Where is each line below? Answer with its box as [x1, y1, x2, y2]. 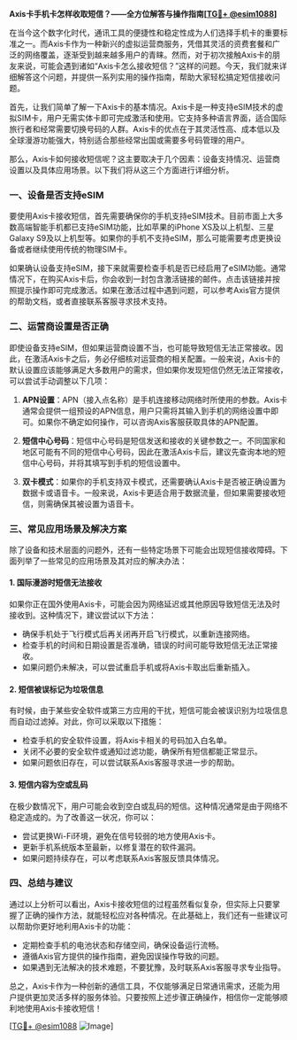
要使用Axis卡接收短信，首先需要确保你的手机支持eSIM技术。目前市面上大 [9, 211, 276, 221]
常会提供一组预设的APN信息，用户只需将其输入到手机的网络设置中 [29, 405, 271, 415]
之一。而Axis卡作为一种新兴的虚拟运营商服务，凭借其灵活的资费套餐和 [16, 39, 273, 49]
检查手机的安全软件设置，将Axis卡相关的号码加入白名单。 [21, 735, 232, 746]
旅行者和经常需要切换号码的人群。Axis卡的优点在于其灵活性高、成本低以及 [9, 124, 281, 134]
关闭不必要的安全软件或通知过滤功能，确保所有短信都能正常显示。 [21, 746, 263, 757]
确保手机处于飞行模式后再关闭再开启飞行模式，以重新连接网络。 [21, 629, 255, 640]
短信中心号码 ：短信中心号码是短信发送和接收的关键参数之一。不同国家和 [21, 435, 286, 446]
